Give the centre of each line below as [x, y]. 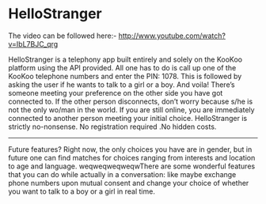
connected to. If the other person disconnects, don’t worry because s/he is [131, 101]
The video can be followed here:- [63, 36]
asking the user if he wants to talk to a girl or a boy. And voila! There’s [122, 85]
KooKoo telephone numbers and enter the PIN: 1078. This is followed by [125, 76]
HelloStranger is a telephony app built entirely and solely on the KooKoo [125, 59]
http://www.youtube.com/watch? [172, 36]
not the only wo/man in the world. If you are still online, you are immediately [131, 110]
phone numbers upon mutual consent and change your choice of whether [129, 183]
